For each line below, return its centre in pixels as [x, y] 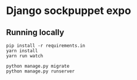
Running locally [35, 32]
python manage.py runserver [41, 71]
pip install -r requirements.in [46, 46]
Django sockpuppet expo [68, 11]
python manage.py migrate [38, 66]
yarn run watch [25, 56]
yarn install [22, 51]
